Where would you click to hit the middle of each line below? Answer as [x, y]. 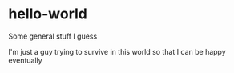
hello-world [48, 14]
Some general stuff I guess [53, 36]
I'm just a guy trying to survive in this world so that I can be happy [117, 51]
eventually [25, 60]
